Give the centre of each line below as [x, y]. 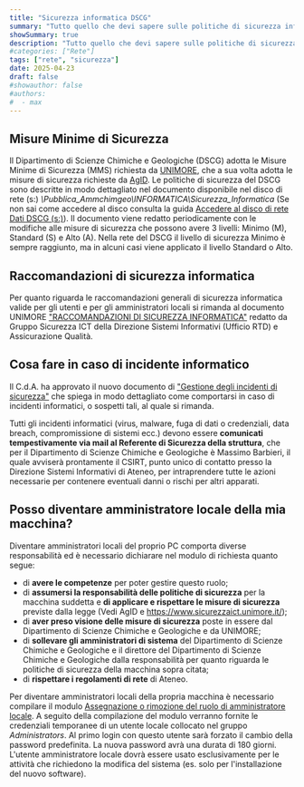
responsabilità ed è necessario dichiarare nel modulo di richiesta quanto [144, 555]
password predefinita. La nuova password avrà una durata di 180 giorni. [143, 744]
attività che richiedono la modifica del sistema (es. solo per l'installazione [146, 763]
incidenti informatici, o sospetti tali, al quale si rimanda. [112, 405]
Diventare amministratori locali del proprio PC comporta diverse [128, 546]
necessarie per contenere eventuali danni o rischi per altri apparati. [134, 481]
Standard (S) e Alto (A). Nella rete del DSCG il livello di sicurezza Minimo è [147, 238]
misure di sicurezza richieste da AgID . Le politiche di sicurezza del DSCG [145, 180]
